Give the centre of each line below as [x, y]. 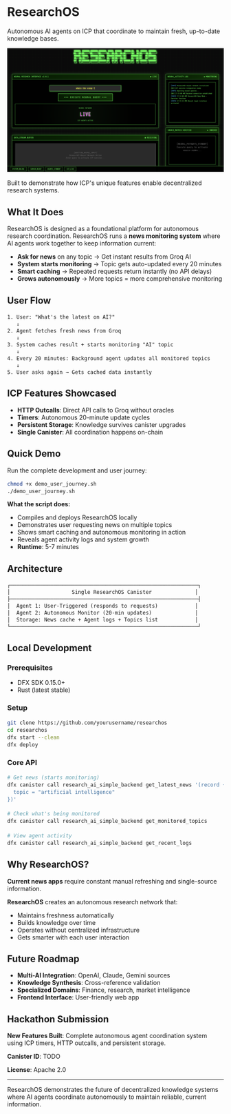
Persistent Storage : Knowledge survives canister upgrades [101, 424]
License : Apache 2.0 [37, 1070]
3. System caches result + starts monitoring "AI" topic [90, 345]
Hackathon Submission [58, 1019]
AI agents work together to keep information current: [82, 243]
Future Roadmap [43, 958]
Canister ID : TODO [34, 1057]
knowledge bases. [33, 38]
